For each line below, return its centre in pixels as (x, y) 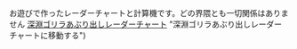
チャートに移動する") (48, 35)
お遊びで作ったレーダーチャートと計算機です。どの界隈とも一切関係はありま (149, 13)
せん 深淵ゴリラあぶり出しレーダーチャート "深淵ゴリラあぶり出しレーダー (146, 24)
